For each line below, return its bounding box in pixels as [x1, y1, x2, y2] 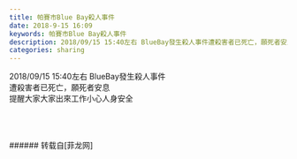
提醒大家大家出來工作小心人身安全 [9, 94, 133, 104]
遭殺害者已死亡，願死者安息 [9, 82, 110, 93]
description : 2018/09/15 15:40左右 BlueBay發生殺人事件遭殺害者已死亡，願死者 [9, 37, 281, 47]
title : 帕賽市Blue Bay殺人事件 [9, 12, 115, 22]
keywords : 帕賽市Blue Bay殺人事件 [9, 29, 127, 38]
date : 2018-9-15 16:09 [9, 21, 93, 30]
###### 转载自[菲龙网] [9, 140, 94, 151]
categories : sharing [9, 46, 86, 55]
